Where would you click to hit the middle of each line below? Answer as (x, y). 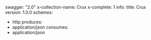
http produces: (27, 22)
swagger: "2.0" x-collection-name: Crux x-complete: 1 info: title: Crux (76, 7)
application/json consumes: (40, 27)
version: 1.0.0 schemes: (29, 12)
